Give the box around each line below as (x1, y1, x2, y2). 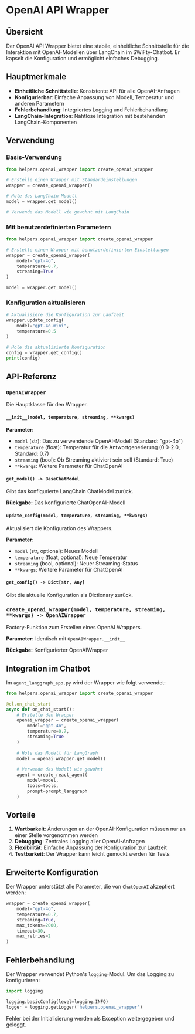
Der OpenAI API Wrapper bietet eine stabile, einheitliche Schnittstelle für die (6, 42, 189, 49)
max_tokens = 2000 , (16, 922, 59, 928)
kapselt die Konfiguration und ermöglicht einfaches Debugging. (6, 55, 159, 62)
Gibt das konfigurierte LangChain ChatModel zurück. (6, 488, 134, 495)
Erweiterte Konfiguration (6, 867, 98, 877)
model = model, (27, 778, 59, 784)
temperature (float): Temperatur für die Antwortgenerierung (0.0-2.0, (14, 444, 180, 451)
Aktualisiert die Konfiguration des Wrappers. (6, 524, 113, 531)
